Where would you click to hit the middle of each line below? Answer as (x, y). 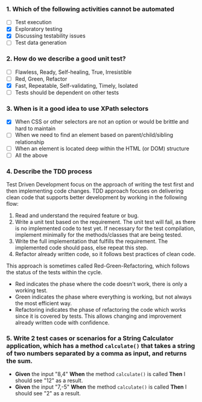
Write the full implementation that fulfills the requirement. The (91, 241)
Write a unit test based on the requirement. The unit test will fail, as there (105, 222)
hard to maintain (35, 128)
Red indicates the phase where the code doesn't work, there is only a (101, 284)
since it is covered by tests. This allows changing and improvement (98, 316)
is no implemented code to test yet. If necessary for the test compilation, (105, 228)
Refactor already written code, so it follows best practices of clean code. (105, 254)
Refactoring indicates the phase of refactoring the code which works (100, 309)
